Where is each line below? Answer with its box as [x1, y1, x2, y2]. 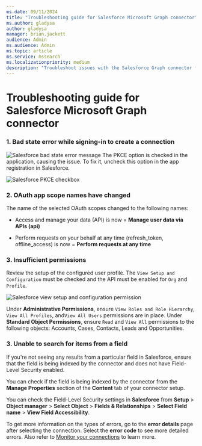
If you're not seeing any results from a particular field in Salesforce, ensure [6, 353, 192, 361]
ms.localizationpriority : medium [6, 59, 90, 65]
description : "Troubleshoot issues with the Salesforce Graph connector [6, 64, 192, 71]
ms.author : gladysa [6, 20, 55, 26]
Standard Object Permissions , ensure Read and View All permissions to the [6, 318, 194, 326]
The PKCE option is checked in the [102, 151, 188, 158]
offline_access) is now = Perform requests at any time [14, 241, 151, 248]
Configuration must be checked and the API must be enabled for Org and [6, 276, 188, 283]
